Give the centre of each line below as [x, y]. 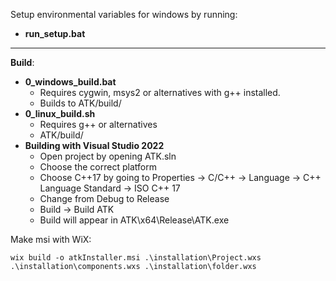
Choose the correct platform [98, 167]
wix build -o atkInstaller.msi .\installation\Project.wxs [136, 258]
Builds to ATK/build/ [80, 103]
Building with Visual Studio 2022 [94, 145]
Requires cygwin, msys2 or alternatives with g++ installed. [160, 92]
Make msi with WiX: [51, 239]
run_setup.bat [55, 33]
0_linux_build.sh [60, 113]
